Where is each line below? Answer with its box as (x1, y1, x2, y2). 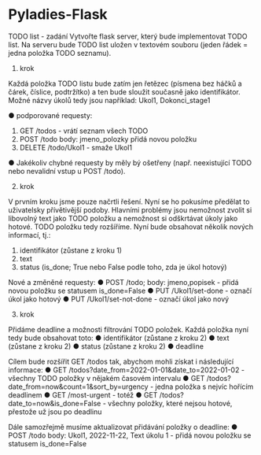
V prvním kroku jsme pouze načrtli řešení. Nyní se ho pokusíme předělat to (8, 197, 250, 206)
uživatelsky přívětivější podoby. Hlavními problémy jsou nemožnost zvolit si (8, 205, 252, 214)
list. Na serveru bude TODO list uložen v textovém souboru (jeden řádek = (8, 39, 248, 49)
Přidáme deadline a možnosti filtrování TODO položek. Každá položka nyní (8, 324, 249, 334)
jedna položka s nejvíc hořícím (155, 382, 254, 391)
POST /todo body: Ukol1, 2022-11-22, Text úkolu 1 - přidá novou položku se (8, 431, 252, 440)
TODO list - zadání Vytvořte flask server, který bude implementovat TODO (8, 31, 248, 41)
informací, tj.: (8, 230, 51, 239)
